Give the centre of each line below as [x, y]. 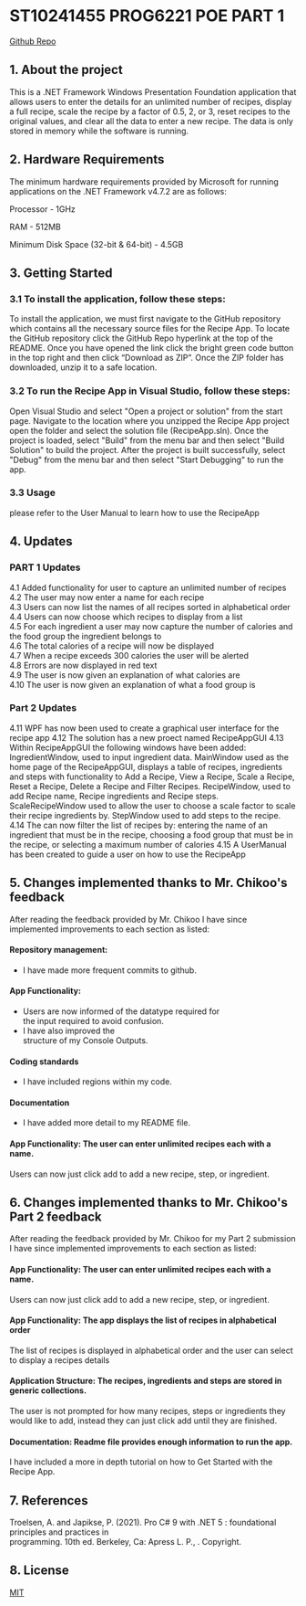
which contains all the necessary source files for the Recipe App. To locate [150, 329]
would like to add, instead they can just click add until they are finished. [143, 1421]
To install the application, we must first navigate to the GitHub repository [145, 319]
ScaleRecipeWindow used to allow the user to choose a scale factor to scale [153, 806]
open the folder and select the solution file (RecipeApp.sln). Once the [139, 430]
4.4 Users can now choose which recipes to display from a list [126, 617]
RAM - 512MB [35, 227]
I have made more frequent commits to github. [110, 970]
